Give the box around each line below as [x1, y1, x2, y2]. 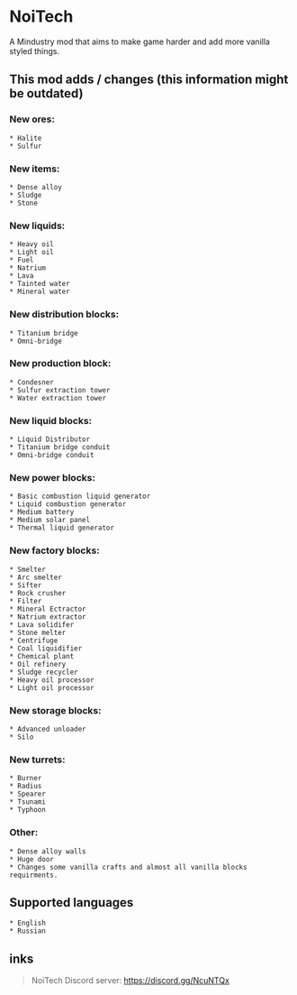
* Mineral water [9, 287, 70, 297]
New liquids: [9, 219, 66, 232]
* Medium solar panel [9, 516, 91, 525]
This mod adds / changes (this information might [9, 72, 289, 88]
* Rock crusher [9, 588, 67, 597]
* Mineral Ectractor [9, 604, 87, 613]
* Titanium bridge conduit [9, 443, 111, 452]
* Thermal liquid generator [9, 523, 115, 533]
